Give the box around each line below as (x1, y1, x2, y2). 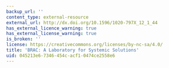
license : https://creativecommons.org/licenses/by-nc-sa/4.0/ (6, 42, 163, 48)
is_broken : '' (6, 36, 42, 42)
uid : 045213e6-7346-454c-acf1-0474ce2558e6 (6, 53, 116, 59)
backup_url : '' (6, 8, 44, 15)
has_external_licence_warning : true (6, 25, 97, 31)
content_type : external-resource (6, 14, 89, 20)
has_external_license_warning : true (6, 31, 97, 37)
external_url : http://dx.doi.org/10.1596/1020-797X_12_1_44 (6, 20, 158, 25)
